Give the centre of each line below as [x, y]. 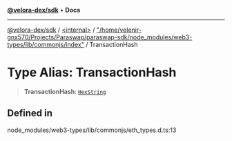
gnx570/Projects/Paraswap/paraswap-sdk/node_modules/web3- [100, 37]
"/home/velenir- [119, 30]
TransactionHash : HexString [65, 91]
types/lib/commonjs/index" [46, 45]
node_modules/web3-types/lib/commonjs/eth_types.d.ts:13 [92, 130]
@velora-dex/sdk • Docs [44, 10]
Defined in [30, 113]
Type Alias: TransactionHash [92, 73]
